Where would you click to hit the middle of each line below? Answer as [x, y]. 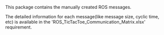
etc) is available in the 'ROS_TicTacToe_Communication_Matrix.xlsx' [75, 22]
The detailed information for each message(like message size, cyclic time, [82, 17]
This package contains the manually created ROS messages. [68, 7]
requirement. [18, 27]
